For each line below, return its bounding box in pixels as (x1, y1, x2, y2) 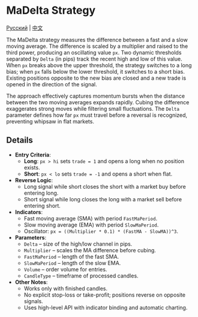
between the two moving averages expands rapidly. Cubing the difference (6, 98, 190, 105)
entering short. (23, 202, 61, 209)
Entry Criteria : (14, 151, 51, 158)
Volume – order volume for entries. (23, 265, 107, 273)
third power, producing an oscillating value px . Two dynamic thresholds (6, 49, 182, 56)
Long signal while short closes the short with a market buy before (23, 183, 186, 190)
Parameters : (14, 234, 47, 241)
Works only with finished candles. (23, 285, 108, 292)
